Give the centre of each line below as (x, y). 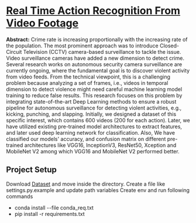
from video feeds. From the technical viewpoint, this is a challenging (88, 77)
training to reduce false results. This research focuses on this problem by (94, 95)
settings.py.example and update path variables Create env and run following (98, 190)
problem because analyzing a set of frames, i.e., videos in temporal (87, 83)
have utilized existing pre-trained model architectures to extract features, (94, 126)
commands (20, 196)
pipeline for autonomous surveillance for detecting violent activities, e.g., (94, 108)
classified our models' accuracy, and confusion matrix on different (86, 139)
